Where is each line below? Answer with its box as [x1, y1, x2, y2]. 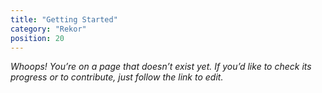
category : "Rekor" [10, 24, 87, 34]
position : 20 [10, 33, 65, 43]
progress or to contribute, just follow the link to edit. [10, 71, 224, 83]
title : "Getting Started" [10, 14, 118, 25]
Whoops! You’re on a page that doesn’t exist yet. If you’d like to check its [10, 61, 312, 73]
